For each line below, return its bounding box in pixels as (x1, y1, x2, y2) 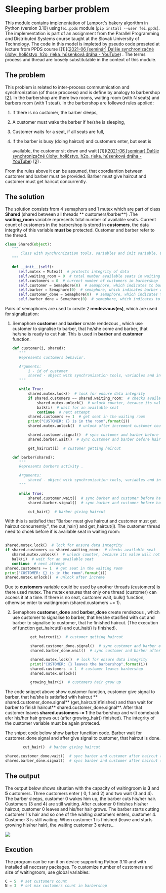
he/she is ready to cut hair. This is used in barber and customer (12, 331, 143, 337)
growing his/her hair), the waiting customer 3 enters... (5, 822, 115, 828)
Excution (5, 846, 33, 854)
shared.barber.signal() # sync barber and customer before (28, 500, 154, 505)
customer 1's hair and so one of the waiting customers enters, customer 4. (5, 811, 157, 817)
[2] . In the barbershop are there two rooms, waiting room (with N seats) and (5, 94, 160, 100)
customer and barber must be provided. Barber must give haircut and (5, 173, 147, 179)
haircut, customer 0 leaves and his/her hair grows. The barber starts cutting (5, 806, 160, 812)
